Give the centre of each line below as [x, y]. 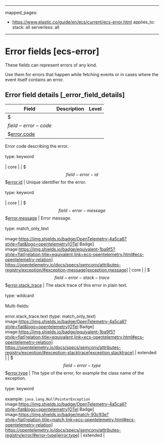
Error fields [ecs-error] [52, 51]
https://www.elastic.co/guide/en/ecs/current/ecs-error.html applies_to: [83, 22]
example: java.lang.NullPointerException [48, 399]
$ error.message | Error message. [38, 218]
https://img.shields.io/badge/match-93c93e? [64, 414]
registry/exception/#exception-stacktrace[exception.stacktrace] [70, 352]
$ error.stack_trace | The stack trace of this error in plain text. [66, 285]
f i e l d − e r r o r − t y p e [82, 365]
